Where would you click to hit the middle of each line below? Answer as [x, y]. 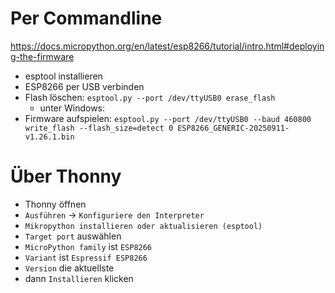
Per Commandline [86, 18]
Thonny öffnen [55, 204]
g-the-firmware [42, 56]
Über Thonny [66, 176]
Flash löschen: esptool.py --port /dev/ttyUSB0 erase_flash [150, 97]
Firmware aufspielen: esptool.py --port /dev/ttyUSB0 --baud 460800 [168, 118]
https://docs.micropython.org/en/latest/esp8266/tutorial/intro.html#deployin [167, 46]
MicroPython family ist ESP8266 [88, 246]
